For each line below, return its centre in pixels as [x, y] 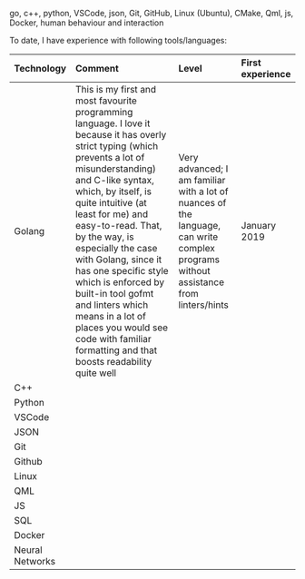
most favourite [107, 101]
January [259, 226]
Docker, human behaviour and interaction [87, 23]
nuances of [202, 203]
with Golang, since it [119, 260]
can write [198, 237]
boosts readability [114, 362]
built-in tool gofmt [115, 294]
